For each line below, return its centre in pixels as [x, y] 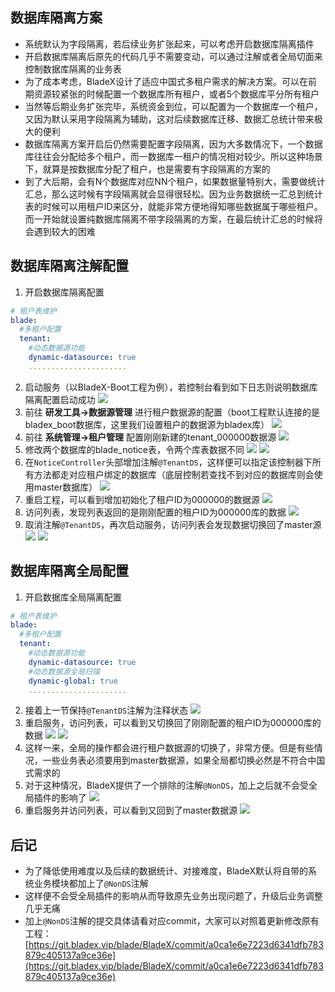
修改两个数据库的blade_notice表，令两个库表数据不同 [134, 449]
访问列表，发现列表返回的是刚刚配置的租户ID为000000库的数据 [155, 512]
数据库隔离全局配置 [69, 571]
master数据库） [65, 487]
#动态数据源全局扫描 [64, 671]
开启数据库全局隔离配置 [73, 597]
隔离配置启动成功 [60, 399]
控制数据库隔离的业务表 [73, 69]
